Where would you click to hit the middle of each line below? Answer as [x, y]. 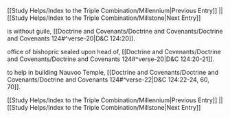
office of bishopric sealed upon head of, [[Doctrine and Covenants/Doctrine [114, 52]
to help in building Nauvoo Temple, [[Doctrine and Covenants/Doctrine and [113, 72]
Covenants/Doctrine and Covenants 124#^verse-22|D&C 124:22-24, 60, [108, 80]
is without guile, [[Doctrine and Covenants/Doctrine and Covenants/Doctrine [115, 31]
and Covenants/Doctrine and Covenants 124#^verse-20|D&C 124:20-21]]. [111, 59]
